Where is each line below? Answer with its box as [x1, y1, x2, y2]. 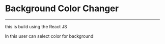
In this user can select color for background [5, 33, 94, 39]
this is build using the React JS [5, 23, 67, 29]
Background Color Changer [5, 3, 119, 14]
